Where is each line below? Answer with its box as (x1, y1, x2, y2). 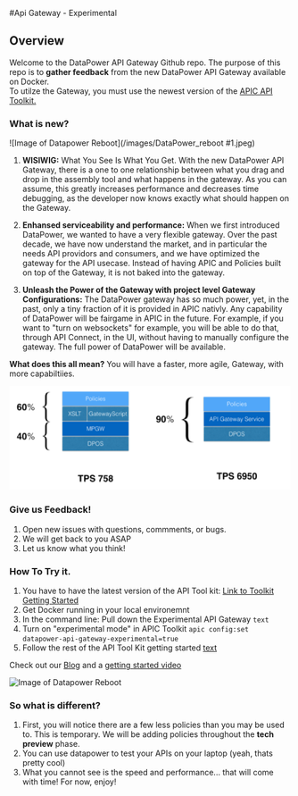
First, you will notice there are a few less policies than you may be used (21, 719, 286, 731)
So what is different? (9, 700, 101, 711)
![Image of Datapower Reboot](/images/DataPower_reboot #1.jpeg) (9, 138, 256, 148)
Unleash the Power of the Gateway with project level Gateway (21, 285, 256, 296)
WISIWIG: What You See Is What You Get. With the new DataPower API (21, 155, 285, 166)
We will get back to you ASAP (21, 533, 132, 544)
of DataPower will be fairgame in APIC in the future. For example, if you (21, 313, 284, 324)
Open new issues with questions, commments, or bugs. (21, 524, 227, 534)
